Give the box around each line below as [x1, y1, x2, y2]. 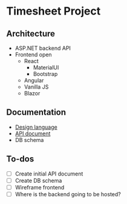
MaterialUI [33, 64, 59, 71]
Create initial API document [15, 170, 83, 177]
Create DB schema [15, 177, 62, 184]
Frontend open [15, 51, 53, 58]
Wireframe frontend [15, 183, 65, 191]
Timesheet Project [6, 4, 101, 18]
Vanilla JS [24, 83, 49, 90]
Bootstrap [33, 70, 58, 77]
